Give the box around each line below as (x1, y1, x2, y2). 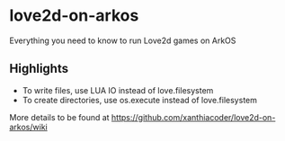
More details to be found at (9, 111, 110, 122)
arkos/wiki (9, 121, 48, 132)
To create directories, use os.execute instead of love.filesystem (22, 94, 258, 105)
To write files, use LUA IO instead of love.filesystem (22, 84, 214, 95)
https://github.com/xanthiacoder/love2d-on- (111, 111, 276, 122)
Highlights (9, 61, 69, 76)
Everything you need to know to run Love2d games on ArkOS (9, 35, 236, 46)
